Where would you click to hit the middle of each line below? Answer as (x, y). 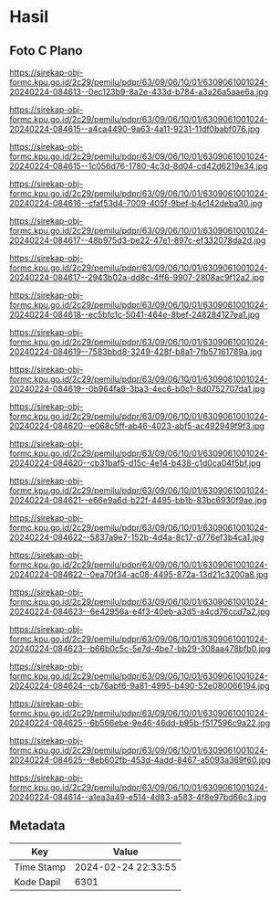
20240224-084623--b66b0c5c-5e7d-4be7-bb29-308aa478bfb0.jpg (140, 649)
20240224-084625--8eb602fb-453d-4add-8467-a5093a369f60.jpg (140, 760)
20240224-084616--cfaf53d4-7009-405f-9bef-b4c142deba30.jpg (136, 203)
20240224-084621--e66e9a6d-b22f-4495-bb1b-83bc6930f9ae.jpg (138, 500)
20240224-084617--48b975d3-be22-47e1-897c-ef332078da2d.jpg (138, 240)
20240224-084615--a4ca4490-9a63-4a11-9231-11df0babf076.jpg (135, 129)
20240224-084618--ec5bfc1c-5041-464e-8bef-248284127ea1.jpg (135, 314)
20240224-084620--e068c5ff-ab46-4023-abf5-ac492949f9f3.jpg (137, 426)
